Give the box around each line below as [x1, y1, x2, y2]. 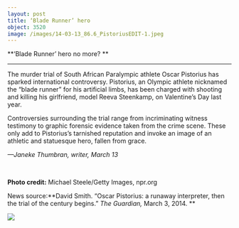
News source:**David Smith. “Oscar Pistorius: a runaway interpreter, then [7, 192, 225, 200]
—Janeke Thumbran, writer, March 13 [7, 151, 119, 159]
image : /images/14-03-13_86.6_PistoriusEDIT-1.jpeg [7, 30, 164, 38]
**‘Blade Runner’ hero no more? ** [7, 50, 109, 58]
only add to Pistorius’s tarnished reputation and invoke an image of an [7, 129, 212, 138]
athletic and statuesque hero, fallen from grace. [7, 136, 147, 146]
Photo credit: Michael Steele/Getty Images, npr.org [7, 178, 158, 187]
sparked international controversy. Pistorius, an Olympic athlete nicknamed [7, 77, 228, 86]
